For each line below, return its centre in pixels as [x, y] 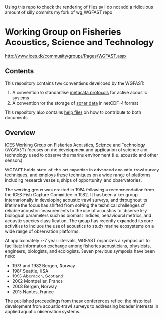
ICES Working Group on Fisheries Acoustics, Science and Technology [75, 145]
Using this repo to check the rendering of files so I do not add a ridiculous [79, 7]
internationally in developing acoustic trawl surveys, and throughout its [76, 200]
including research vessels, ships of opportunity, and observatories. [73, 180]
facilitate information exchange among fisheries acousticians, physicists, [78, 246]
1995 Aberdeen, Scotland [38, 276]
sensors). [15, 160]
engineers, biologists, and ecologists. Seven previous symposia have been [80, 251]
